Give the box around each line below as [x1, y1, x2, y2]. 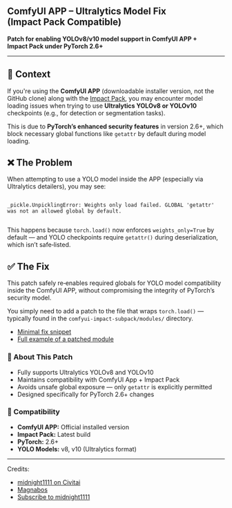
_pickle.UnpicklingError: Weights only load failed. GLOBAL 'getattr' [7, 202, 215, 209]
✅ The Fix [7, 260, 50, 272]
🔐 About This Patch [7, 352, 73, 362]
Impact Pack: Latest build [17, 430, 91, 438]
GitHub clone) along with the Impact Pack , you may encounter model [7, 94, 204, 102]
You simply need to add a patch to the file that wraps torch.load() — [7, 307, 204, 315]
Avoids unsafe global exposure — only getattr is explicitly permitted [17, 382, 213, 391]
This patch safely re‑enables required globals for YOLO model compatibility [7, 279, 222, 287]
